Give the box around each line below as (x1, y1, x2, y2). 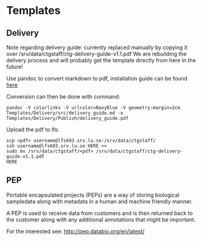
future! (6, 63, 23, 70)
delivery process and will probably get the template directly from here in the (6, 57, 196, 64)
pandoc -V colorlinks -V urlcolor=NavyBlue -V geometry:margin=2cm (6, 105, 181, 111)
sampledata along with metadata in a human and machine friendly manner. (6, 197, 193, 205)
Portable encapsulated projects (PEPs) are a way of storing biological (6, 191, 180, 199)
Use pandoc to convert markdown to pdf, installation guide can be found (6, 75, 188, 82)
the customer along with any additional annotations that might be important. (6, 216, 196, 223)
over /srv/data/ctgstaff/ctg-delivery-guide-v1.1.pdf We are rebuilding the (6, 50, 187, 58)
